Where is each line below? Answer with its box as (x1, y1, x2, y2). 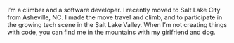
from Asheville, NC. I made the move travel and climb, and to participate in (7, 13, 223, 21)
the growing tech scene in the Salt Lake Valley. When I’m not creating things (7, 21, 227, 28)
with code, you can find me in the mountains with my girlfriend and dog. (7, 28, 216, 36)
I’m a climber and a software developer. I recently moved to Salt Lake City (7, 6, 221, 14)
